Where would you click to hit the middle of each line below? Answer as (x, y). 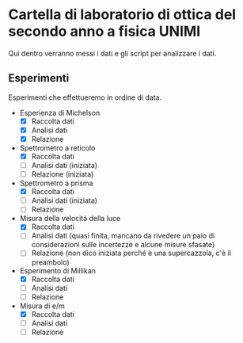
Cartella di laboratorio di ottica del (122, 15)
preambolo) (50, 262)
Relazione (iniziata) (63, 174)
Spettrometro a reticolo (57, 147)
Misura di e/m (42, 306)
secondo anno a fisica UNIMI (104, 31)
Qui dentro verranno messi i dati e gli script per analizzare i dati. (112, 53)
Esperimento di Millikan (58, 270)
